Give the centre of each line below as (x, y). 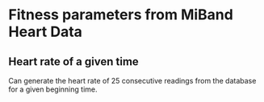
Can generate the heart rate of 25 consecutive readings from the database (132, 81)
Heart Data (46, 32)
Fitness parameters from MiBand (121, 15)
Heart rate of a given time (73, 61)
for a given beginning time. (53, 89)
